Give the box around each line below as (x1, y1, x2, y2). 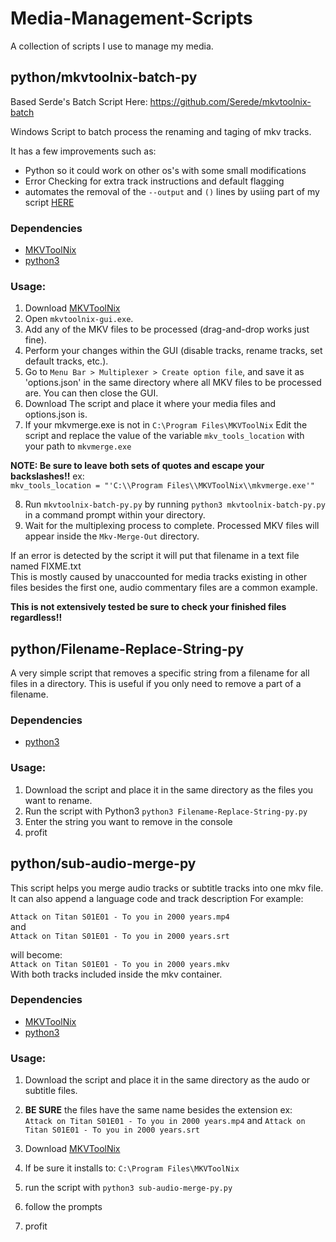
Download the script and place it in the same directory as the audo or (24, 1074, 311, 1086)
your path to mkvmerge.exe (24, 440, 132, 452)
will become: (10, 948, 63, 961)
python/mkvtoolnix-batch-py (10, 69, 198, 86)
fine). (24, 334, 47, 346)
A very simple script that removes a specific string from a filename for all (10, 667, 310, 679)
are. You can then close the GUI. (24, 387, 159, 399)
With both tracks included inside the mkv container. (10, 968, 223, 980)
